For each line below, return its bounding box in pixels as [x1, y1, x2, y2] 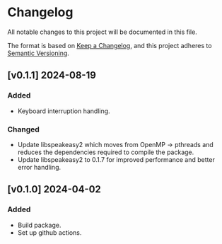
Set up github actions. [17, 228, 82, 237]
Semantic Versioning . [7, 49, 69, 57]
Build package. [17, 221, 62, 229]
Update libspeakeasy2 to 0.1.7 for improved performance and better [17, 155, 216, 163]
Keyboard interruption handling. [17, 107, 111, 115]
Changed [7, 124, 40, 134]
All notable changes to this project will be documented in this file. [7, 28, 198, 36]
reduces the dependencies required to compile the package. [17, 148, 194, 156]
